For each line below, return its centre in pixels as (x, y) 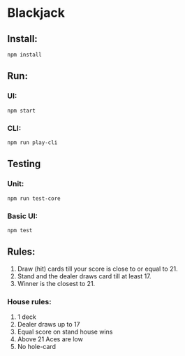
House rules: (29, 301)
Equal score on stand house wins (65, 332)
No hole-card (36, 347)
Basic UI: (23, 216)
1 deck (27, 317)
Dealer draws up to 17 (49, 325)
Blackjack (36, 13)
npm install (24, 55)
